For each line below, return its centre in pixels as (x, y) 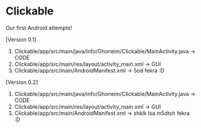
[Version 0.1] (21, 39)
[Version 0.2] (22, 82)
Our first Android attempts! (39, 28)
